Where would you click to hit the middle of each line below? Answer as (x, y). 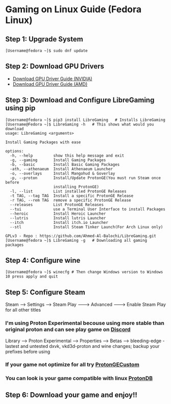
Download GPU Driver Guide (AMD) (50, 84)
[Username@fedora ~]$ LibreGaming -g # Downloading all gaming (76, 240)
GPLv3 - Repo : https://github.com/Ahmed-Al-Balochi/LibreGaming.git (81, 236)
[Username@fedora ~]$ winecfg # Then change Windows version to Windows (84, 272)
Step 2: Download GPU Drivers (55, 67)
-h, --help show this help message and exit (67, 156)
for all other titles (23, 310)
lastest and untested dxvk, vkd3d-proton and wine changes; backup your (82, 346)
